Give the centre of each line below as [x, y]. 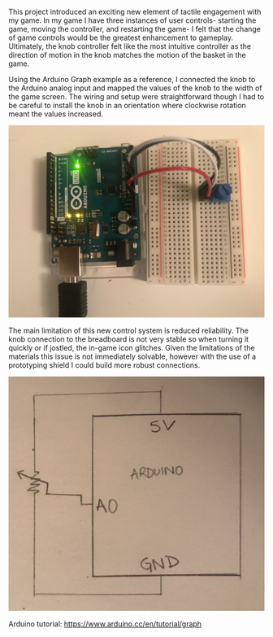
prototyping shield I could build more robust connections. [104, 365]
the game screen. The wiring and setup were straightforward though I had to [136, 96]
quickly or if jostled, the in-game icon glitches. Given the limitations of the [132, 348]
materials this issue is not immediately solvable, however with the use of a [132, 356]
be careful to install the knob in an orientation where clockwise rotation [127, 105]
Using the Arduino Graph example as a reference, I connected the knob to [132, 79]
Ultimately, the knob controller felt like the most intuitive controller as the [130, 46]
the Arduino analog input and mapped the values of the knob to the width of [135, 88]
